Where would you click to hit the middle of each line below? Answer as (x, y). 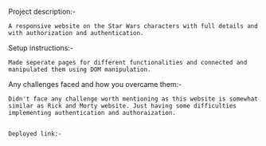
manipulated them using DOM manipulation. (80, 69)
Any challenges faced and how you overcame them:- (95, 84)
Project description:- (42, 12)
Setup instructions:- (41, 48)
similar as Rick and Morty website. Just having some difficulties (123, 106)
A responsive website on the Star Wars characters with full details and (133, 26)
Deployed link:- (35, 134)
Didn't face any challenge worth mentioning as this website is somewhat (133, 99)
